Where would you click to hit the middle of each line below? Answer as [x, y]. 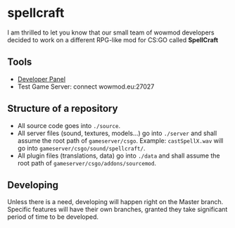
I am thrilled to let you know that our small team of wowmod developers [111, 32]
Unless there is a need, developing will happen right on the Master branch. [115, 202]
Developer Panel [41, 79]
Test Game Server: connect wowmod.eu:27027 [86, 87]
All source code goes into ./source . [69, 125]
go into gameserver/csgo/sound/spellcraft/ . [81, 148]
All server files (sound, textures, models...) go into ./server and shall [117, 133]
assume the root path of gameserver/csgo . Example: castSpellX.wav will [120, 140]
